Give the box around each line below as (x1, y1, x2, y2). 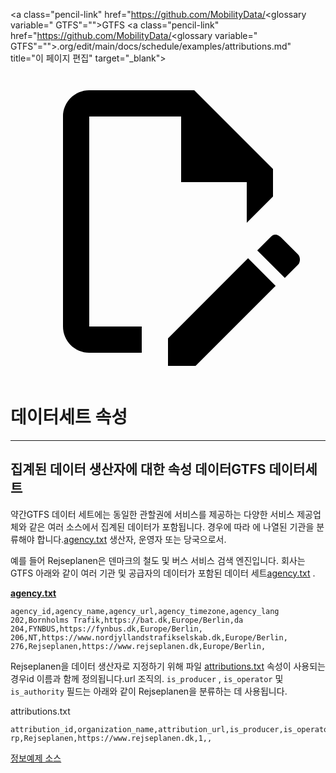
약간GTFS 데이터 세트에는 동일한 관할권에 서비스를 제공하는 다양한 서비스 (10, 508, 295, 520)
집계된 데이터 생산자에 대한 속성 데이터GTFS (10, 461, 267, 478)
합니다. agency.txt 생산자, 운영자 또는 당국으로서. (36, 533, 227, 545)
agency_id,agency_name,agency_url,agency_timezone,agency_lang (10, 606, 280, 616)
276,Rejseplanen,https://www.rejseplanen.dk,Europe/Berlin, (10, 641, 267, 651)
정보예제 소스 (10, 752, 62, 764)
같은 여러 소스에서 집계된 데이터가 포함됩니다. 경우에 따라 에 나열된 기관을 (28, 520, 315, 533)
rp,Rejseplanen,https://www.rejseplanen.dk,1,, (10, 733, 213, 743)
